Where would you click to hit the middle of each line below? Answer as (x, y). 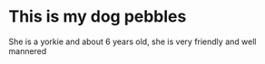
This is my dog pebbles (98, 17)
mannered (28, 50)
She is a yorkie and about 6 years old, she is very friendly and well (132, 41)
